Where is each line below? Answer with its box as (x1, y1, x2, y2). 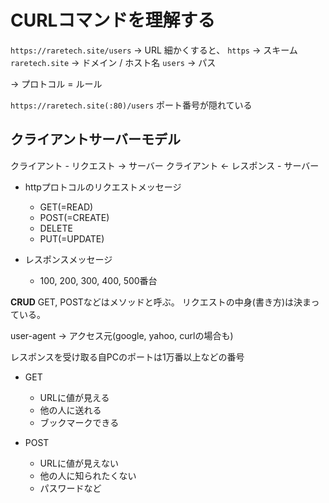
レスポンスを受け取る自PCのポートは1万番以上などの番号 (10, 351, 245, 363)
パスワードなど (39, 482, 102, 494)
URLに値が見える (39, 391, 110, 403)
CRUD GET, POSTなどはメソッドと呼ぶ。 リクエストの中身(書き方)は (10, 296, 295, 308)
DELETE (39, 222, 73, 234)
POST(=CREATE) (39, 211, 110, 223)
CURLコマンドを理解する (10, 9, 216, 32)
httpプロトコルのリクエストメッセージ (24, 181, 182, 193)
